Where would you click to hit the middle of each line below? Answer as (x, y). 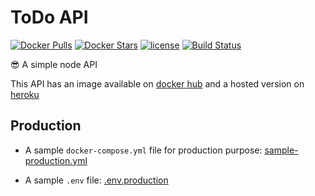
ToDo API (49, 17)
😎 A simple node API (54, 64)
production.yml (56, 160)
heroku (25, 94)
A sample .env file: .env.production (96, 180)
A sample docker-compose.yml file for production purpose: (143, 150)
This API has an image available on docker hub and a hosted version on (157, 83)
